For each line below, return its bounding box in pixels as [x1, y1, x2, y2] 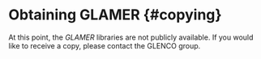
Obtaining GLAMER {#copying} [8, 6, 222, 24]
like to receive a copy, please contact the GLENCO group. [8, 40, 201, 50]
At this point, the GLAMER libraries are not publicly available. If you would [8, 32, 254, 42]
